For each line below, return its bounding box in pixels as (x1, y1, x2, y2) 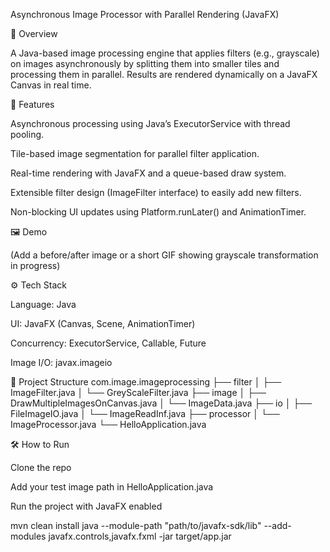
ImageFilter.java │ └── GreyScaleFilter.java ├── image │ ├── (10, 387, 267, 398)
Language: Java (10, 299, 77, 310)
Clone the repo (10, 462, 72, 473)
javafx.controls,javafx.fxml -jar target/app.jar (48, 530, 232, 542)
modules (10, 530, 47, 542)
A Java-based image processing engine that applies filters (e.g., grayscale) (10, 47, 320, 59)
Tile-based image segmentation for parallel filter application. (10, 148, 260, 159)
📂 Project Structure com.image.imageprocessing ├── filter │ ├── (10, 376, 282, 388)
